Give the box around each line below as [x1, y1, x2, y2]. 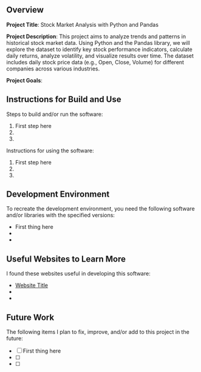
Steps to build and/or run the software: [6, 110, 103, 118]
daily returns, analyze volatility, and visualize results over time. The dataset [6, 52, 194, 59]
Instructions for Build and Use [6, 94, 121, 105]
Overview [6, 5, 44, 15]
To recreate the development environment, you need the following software [6, 205, 196, 212]
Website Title [15, 282, 49, 289]
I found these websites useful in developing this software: [6, 270, 151, 277]
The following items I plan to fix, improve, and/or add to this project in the [6, 328, 189, 336]
